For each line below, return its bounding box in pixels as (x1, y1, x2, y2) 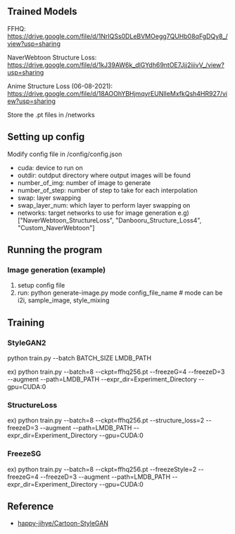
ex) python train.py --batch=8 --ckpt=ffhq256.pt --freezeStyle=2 (7, 465, 197, 473)
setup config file (17, 281, 65, 290)
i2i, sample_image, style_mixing (17, 296, 110, 304)
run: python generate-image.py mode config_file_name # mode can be (17, 289, 223, 297)
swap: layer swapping (17, 194, 82, 202)
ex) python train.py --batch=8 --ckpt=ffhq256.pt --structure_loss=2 (7, 416, 205, 425)
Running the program (7, 244, 103, 256)
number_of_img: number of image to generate (17, 178, 151, 186)
